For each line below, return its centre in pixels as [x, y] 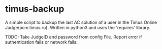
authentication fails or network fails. [41, 42]
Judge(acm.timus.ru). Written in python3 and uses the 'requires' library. [78, 27]
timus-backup [35, 9]
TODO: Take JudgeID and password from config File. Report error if [74, 37]
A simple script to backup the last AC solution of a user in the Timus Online [81, 22]
